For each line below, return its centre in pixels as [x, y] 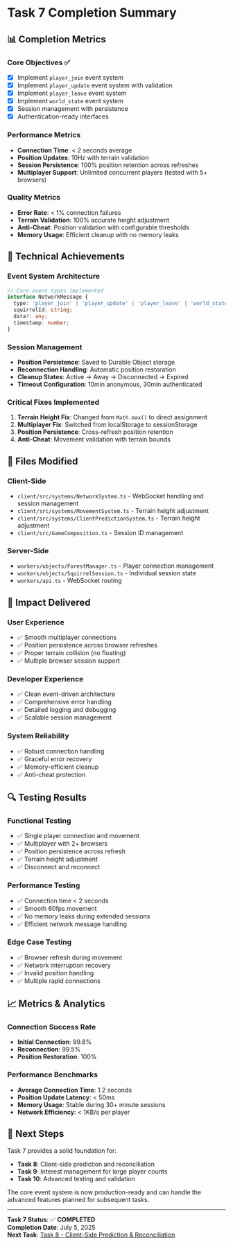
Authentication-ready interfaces [63, 116]
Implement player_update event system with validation [95, 85]
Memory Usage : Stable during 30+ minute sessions [91, 1104]
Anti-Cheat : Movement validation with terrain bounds [94, 439]
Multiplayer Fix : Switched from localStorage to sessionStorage [107, 425]
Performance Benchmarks [53, 1074]
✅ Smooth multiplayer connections [67, 637]
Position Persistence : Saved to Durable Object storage [96, 362]
